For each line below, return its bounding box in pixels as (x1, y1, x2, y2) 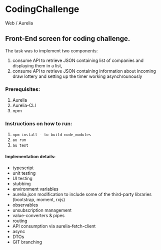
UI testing (12, 175, 32, 181)
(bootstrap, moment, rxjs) (12, 196, 65, 203)
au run (12, 138, 26, 143)
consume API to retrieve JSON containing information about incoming (12, 68, 156, 74)
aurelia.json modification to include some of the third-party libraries (12, 191, 152, 197)
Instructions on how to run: (5, 120, 72, 127)
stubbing (12, 181, 31, 187)
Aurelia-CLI (12, 102, 36, 108)
